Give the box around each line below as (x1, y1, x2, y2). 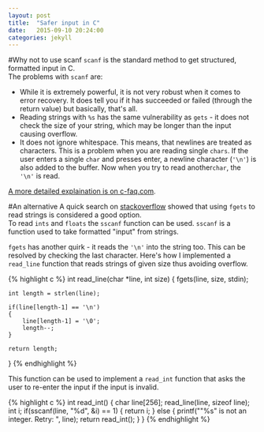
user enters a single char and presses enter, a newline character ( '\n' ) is (19, 155, 257, 164)
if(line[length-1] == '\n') (8, 303, 101, 312)
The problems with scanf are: (8, 72, 103, 81)
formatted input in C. (8, 64, 76, 73)
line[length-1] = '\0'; (22, 317, 101, 325)
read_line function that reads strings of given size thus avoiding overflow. (8, 259, 248, 269)
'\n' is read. (19, 171, 61, 181)
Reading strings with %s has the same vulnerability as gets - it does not (19, 112, 250, 122)
